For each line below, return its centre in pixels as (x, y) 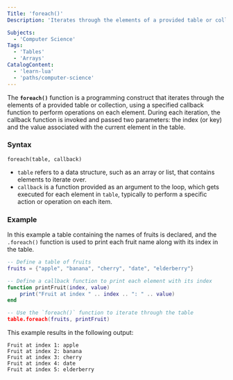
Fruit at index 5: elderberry (51, 370)
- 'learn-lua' (34, 71)
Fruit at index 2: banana (44, 352)
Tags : (15, 46)
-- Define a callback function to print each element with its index (110, 281)
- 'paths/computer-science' (54, 78)
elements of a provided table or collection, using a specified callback (106, 105)
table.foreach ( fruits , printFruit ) (59, 320)
